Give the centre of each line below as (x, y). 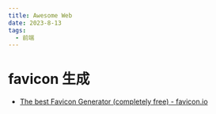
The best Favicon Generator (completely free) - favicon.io (114, 102)
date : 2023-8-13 (35, 23)
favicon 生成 (49, 79)
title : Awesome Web (40, 15)
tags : (17, 30)
